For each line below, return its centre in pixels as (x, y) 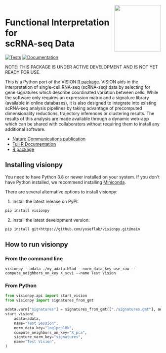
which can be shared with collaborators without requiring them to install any (82, 124)
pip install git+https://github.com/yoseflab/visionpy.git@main (73, 229)
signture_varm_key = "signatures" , (48, 337)
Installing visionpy (34, 165)
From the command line (34, 258)
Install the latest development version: (51, 220)
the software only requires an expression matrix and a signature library (77, 97)
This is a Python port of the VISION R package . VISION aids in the (72, 82)
